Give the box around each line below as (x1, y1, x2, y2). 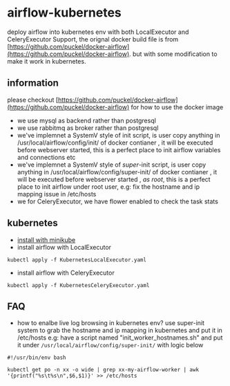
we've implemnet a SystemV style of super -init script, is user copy (17, 160, 207, 169)
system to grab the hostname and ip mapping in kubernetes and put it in (17, 327, 223, 335)
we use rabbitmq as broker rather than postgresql (17, 123, 159, 132)
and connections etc (17, 153, 76, 161)
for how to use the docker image (131, 102, 224, 111)
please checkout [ (7, 95, 59, 104)
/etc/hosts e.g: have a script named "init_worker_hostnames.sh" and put (17, 333, 223, 342)
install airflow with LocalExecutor (17, 243, 112, 251)
